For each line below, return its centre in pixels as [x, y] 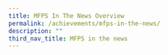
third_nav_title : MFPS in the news [68, 38]
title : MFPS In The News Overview [67, 16]
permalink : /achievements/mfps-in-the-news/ [84, 23]
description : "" [36, 31]
